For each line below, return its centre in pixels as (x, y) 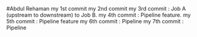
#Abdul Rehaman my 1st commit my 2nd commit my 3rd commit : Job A (96, 9)
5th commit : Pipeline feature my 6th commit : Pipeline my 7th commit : (95, 21)
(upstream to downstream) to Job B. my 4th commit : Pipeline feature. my (99, 15)
